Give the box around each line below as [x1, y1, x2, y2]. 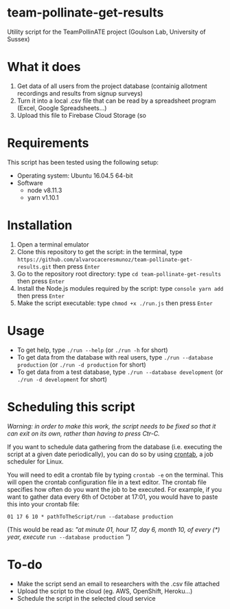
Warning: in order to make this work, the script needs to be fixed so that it [7, 422, 216, 430]
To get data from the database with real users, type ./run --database [16, 353, 214, 361]
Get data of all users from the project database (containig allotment [16, 81, 207, 90]
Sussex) [7, 34, 30, 43]
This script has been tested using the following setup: [7, 158, 159, 166]
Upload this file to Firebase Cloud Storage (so [16, 111, 146, 119]
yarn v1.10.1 [27, 193, 60, 201]
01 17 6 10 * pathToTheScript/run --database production [7, 513, 174, 520]
